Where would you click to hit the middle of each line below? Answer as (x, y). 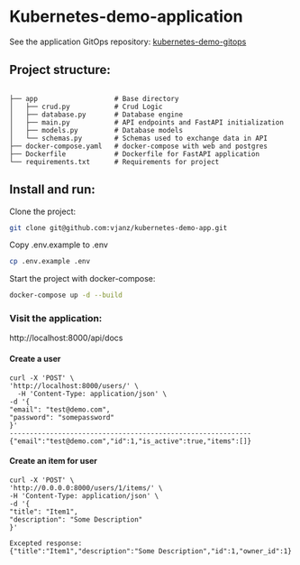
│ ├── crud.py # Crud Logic (86, 107)
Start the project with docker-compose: (82, 279)
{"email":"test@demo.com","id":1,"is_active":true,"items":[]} (131, 441)
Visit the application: (56, 319)
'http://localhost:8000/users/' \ (74, 385)
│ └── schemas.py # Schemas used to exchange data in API (139, 138)
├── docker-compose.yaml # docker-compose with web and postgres (139, 146)
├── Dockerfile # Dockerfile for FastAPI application (134, 154)
